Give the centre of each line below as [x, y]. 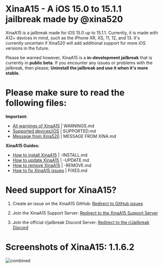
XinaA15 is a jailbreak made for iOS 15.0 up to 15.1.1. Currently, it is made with [82, 33]
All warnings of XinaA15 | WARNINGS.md [53, 126]
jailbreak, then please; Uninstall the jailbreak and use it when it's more [77, 68]
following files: [36, 103]
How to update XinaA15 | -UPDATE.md [51, 160]
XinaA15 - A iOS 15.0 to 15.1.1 [64, 9]
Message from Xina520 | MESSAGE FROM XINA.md [64, 136]
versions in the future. [27, 48]
